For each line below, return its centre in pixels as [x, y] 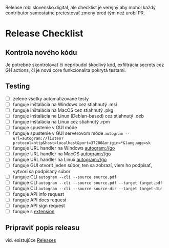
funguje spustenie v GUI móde [45, 128]
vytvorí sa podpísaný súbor [41, 171]
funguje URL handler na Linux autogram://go [60, 160]
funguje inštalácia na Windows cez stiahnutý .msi [65, 104]
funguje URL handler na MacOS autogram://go [62, 154]
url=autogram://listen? [38, 139]
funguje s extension [34, 211]
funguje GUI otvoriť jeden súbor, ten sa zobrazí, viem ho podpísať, [82, 166]
